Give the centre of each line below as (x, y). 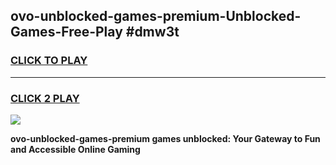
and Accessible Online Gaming (75, 149)
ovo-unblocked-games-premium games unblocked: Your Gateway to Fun (165, 138)
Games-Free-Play (66, 32)
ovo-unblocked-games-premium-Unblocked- (156, 16)
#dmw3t (152, 32)
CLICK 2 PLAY (45, 98)
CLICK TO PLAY (49, 61)
